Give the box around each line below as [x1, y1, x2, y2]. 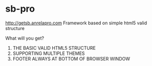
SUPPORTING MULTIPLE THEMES [12, 50, 85, 56]
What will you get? [5, 35, 45, 41]
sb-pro [5, 3, 35, 15]
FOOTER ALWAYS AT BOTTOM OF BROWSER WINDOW [12, 55, 131, 61]
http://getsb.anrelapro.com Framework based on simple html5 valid [5, 20, 147, 26]
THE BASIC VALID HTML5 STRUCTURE [12, 45, 96, 51]
